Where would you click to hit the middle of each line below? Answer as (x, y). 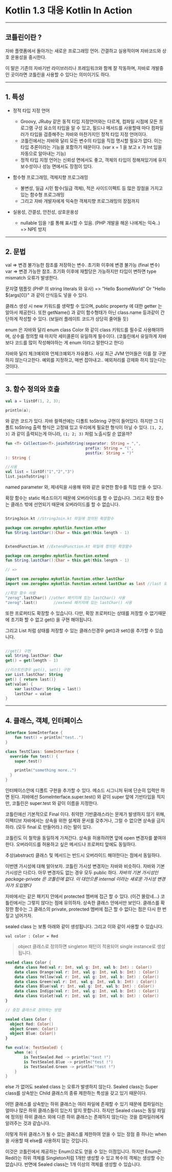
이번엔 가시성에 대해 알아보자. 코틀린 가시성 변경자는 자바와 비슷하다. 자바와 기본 (85, 866)
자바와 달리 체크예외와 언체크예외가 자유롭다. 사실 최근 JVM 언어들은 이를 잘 (81, 354)
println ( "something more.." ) (46, 770)
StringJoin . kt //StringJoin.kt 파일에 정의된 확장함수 (60, 519)
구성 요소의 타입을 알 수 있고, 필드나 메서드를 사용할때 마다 (92, 128)
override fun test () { (34, 756)
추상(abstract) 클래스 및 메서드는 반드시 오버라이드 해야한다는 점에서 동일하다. (83, 855)
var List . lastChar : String (34, 675)
